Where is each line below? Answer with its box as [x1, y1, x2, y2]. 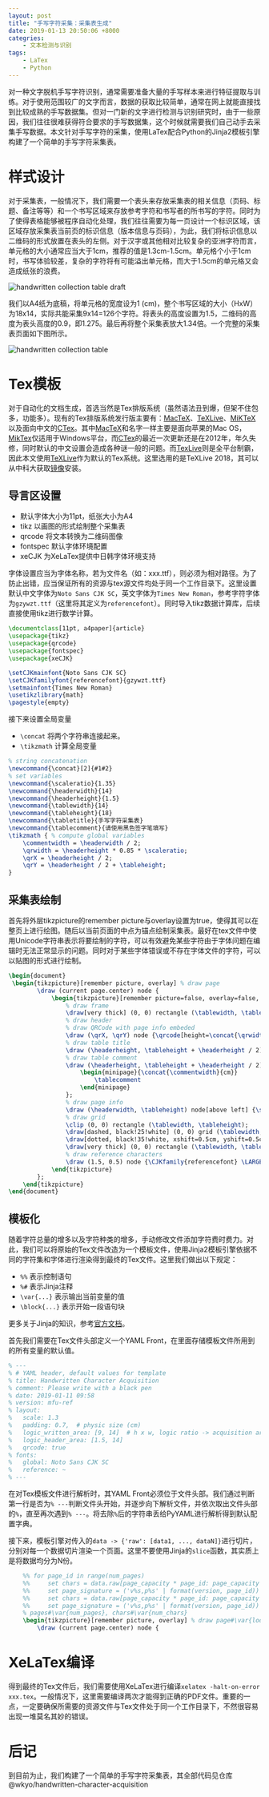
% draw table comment [65, 1054, 138, 1062]
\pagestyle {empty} [8, 698, 70, 707]
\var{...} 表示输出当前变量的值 [19, 1292, 126, 1301]
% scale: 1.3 [8, 1414, 59, 1422]
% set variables [8, 772, 62, 780]
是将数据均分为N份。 [8, 1556, 78, 1566]
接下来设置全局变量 [8, 714, 72, 724]
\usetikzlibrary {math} [8, 691, 84, 699]
